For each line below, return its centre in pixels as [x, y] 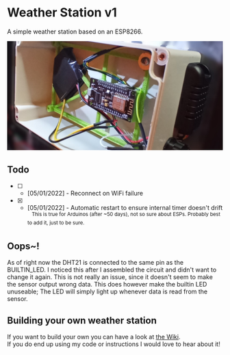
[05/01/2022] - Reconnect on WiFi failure [85, 194]
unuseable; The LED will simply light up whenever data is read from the [107, 291]
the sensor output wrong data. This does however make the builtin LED [107, 285]
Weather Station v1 [62, 13]
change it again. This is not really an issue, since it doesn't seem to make [110, 277]
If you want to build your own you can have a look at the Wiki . [94, 337]
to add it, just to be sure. [56, 223]
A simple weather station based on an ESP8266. [75, 31]
